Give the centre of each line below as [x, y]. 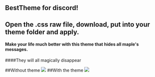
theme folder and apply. [42, 32]
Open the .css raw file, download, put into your [77, 24]
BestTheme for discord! [42, 8]
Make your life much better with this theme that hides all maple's [72, 44]
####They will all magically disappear [43, 60]
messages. [17, 49]
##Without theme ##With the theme [44, 70]
